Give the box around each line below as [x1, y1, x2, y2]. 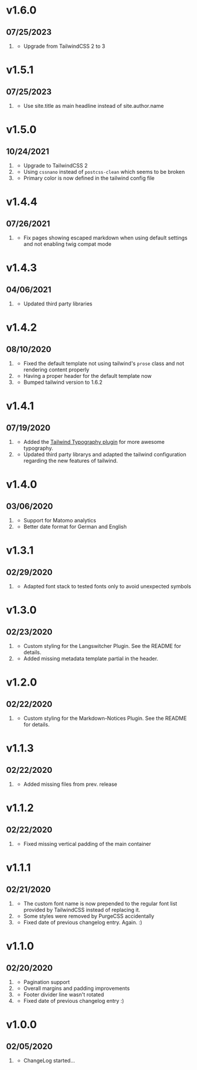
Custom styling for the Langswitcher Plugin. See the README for [23, 643, 182, 649]
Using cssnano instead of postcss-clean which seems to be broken [23, 169, 185, 175]
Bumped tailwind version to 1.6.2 [23, 378, 103, 386]
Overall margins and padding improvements [23, 985, 130, 992]
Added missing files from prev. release [23, 781, 117, 788]
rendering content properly [23, 366, 90, 373]
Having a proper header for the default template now [23, 373, 152, 379]
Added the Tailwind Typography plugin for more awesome [23, 439, 165, 445]
